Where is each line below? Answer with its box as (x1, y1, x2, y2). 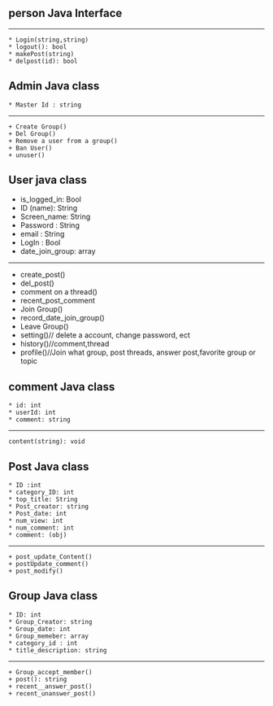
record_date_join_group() (19, 313, 106, 323)
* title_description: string (8, 646, 107, 654)
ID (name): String (19, 203, 78, 213)
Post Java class (8, 460, 89, 473)
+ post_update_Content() (8, 553, 93, 561)
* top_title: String (8, 495, 79, 503)
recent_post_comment (19, 296, 96, 306)
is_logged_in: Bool (19, 194, 81, 204)
